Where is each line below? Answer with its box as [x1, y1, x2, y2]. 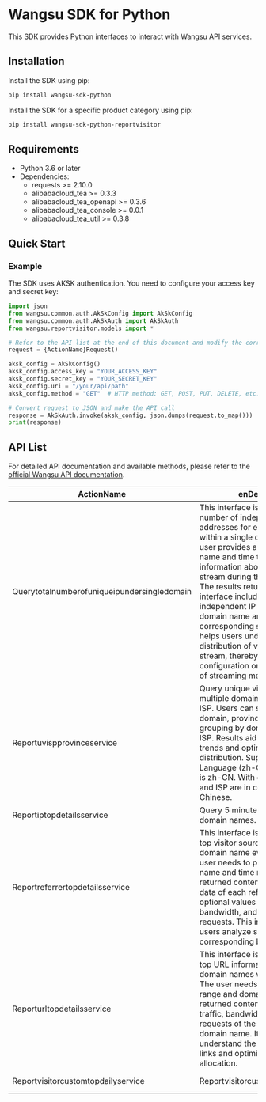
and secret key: [8, 287, 59, 296]
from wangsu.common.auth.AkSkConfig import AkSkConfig [8, 309, 193, 317]
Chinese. [199, 792, 233, 803]
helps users [199, 631, 243, 642]
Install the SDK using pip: [8, 75, 90, 85]
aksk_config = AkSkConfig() [8, 360, 101, 369]
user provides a [199, 542, 257, 553]
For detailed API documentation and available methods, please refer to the [8, 461, 251, 471]
